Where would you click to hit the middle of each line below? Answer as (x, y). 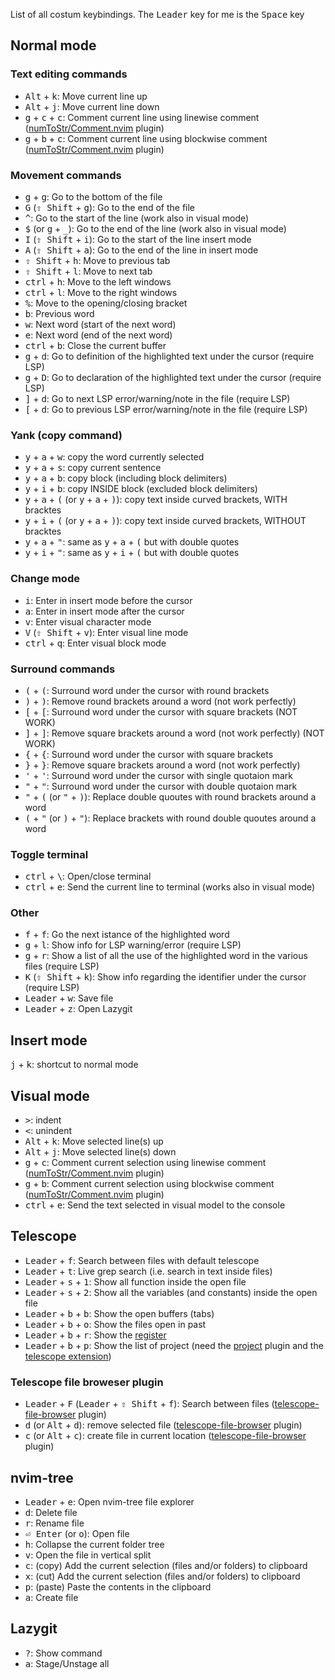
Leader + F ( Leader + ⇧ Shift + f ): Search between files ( (149, 1404)
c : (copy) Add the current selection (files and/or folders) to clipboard (166, 1566)
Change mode (45, 579)
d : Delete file (51, 1513)
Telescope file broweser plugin (87, 1382)
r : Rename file (54, 1523)
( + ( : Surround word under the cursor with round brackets (147, 690)
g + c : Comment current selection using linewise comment (145, 1163)
